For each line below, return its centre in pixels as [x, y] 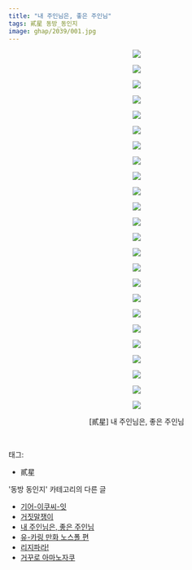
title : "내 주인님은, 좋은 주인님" [60, 16]
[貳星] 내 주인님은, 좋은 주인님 [137, 422]
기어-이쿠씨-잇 [43, 506]
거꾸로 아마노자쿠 [48, 558]
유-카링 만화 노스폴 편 [55, 537]
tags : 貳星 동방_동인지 [43, 24]
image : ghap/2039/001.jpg [52, 31]
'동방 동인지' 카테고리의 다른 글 [57, 489]
